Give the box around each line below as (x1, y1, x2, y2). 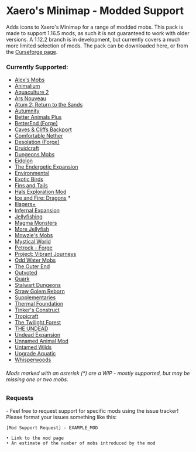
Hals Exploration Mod (14, 189, 67, 196)
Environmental (14, 170, 50, 177)
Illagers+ (14, 201, 36, 208)
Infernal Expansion (14, 207, 60, 214)
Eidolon (14, 157, 33, 165)
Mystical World (14, 238, 51, 245)
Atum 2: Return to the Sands (14, 101, 83, 108)
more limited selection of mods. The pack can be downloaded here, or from (6, 42, 188, 49)
